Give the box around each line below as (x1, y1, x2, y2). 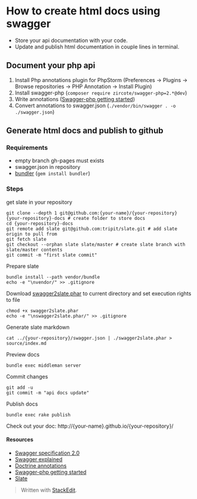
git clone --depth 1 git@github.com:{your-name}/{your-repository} (6, 210, 178, 216)
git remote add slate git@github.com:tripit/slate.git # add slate (6, 226, 178, 232)
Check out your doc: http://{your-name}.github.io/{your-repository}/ (6, 422, 174, 430)
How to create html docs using (6, 4, 161, 18)
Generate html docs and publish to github (6, 126, 164, 136)
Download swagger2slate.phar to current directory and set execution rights (6, 289, 192, 297)
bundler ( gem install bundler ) (14, 170, 91, 177)
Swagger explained (14, 455, 63, 462)
